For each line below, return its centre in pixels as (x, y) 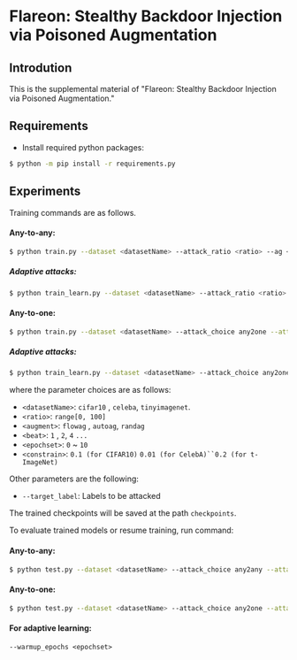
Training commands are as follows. (73, 212)
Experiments (45, 192)
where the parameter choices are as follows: (90, 390)
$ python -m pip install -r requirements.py (92, 164)
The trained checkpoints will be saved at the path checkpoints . (123, 513)
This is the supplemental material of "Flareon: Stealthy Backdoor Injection (143, 89)
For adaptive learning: (50, 628)
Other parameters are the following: (74, 479)
